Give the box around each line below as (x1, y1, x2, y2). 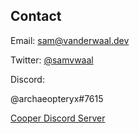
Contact (10, 8, 62, 25)
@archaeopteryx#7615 (10, 92, 104, 104)
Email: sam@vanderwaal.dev (10, 34, 130, 46)
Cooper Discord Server (10, 112, 106, 124)
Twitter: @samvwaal (10, 54, 94, 66)
